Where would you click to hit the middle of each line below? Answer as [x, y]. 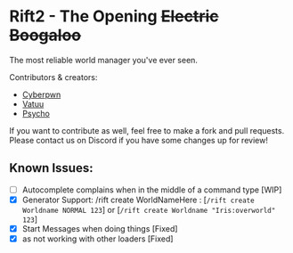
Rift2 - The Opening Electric [114, 16]
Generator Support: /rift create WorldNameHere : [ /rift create [138, 200]
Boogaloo [45, 35]
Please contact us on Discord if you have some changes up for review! [139, 140]
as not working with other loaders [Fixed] [98, 239]
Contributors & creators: [53, 77]
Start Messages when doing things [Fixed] [100, 228]
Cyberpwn [41, 94]
